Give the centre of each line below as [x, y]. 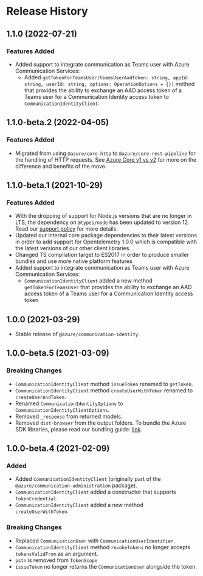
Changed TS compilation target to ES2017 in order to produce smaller [102, 255]
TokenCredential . [36, 499]
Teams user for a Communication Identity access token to [96, 96]
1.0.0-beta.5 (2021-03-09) [58, 353]
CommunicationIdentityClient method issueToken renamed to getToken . [104, 384]
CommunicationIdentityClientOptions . [62, 409]
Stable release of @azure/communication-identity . [77, 334]
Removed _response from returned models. [69, 416]
